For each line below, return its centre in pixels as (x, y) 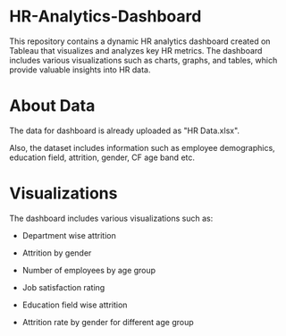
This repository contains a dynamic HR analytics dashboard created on (140, 41)
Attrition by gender (57, 253)
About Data (52, 106)
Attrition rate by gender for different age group (108, 322)
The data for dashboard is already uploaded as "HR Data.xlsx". (124, 130)
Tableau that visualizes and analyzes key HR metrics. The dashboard (136, 50)
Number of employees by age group (89, 270)
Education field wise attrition (75, 305)
